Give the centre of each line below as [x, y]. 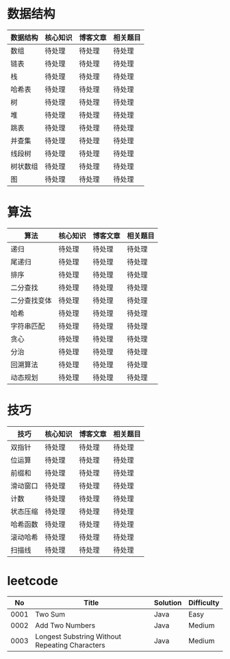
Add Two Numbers [65, 625]
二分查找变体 [31, 300]
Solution [168, 602]
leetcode [33, 581]
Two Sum [50, 614]
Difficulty [204, 602]
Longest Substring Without [78, 636]
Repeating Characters [70, 645]
